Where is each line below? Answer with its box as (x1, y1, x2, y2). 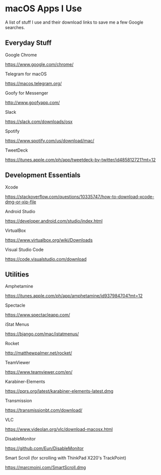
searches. (5, 24, 25, 30)
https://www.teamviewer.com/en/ (5, 369, 72, 375)
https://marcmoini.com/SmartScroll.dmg (5, 465, 86, 471)
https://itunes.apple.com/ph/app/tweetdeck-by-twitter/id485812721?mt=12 (5, 157, 156, 162)
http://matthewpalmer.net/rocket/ (5, 350, 72, 356)
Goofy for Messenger (5, 90, 48, 96)
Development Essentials (5, 171, 81, 180)
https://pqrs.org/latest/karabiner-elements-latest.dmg (5, 388, 114, 394)
